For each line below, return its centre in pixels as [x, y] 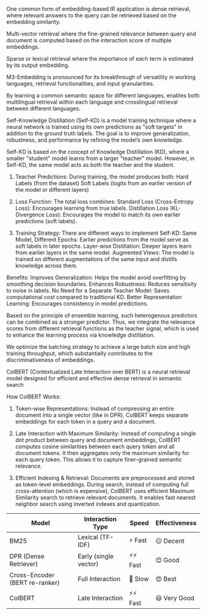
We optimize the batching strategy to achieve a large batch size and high [98, 347]
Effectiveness [176, 523]
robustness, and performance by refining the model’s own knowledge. [95, 140]
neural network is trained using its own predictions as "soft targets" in [94, 127]
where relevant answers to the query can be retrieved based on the [91, 15]
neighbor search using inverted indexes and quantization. [88, 504]
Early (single [96, 556]
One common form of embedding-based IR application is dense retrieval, [99, 9]
